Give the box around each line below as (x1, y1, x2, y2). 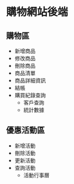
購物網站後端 (6, 5, 69, 19)
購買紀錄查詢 (14, 92, 46, 98)
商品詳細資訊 (14, 77, 46, 84)
